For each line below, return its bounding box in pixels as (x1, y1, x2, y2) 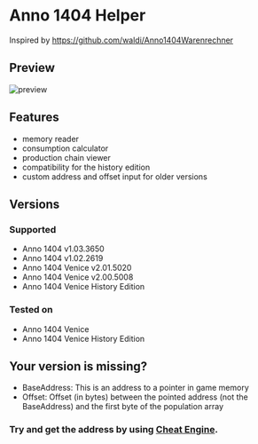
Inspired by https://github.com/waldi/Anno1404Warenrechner (9, 35, 233, 45)
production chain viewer (21, 152, 111, 163)
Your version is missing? (9, 359, 148, 374)
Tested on (9, 304, 53, 316)
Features (9, 110, 59, 125)
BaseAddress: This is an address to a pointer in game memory (21, 383, 250, 393)
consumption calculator (21, 143, 109, 154)
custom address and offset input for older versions (21, 170, 208, 182)
